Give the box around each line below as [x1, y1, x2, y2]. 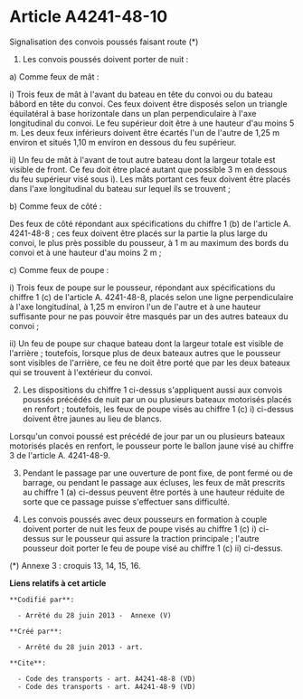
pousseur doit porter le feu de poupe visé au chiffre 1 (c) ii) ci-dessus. [22, 543, 283, 553]
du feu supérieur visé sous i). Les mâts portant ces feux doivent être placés [9, 174, 291, 184]
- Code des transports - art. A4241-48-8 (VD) [17, 674, 196, 684]
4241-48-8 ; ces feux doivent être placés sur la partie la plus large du [9, 228, 269, 239]
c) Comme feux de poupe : [9, 264, 109, 275]
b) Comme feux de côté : [9, 201, 102, 212]
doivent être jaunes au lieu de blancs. [22, 413, 163, 424]
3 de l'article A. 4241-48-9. [9, 449, 111, 460]
